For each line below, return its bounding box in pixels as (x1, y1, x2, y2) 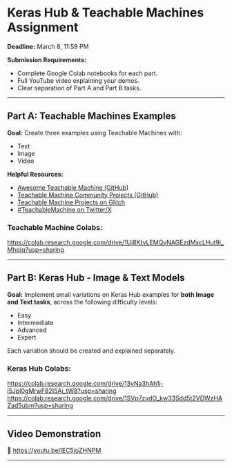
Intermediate (17, 318, 54, 326)
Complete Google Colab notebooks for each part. (17, 69, 158, 77)
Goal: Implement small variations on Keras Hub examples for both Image (7, 290, 214, 298)
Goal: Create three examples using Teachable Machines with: (7, 128, 182, 137)
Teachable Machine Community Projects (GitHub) (17, 191, 159, 199)
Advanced (17, 326, 47, 334)
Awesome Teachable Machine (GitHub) (17, 183, 129, 191)
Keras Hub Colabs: (7, 364, 71, 373)
